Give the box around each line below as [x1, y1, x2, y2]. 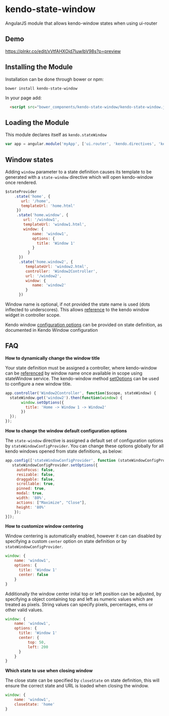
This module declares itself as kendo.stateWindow [5, 132, 107, 138]
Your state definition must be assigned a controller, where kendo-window [5, 365, 157, 371]
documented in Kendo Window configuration [5, 327, 98, 333]
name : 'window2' [32, 283, 66, 288]
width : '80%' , [16, 495, 46, 500]
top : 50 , [27, 639, 46, 645]
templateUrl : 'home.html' [21, 203, 75, 208]
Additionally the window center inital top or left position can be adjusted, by [5, 591, 162, 597]
